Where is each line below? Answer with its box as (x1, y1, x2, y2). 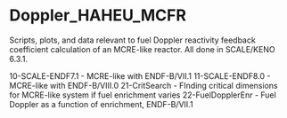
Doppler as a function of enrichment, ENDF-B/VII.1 (9, 98, 193, 109)
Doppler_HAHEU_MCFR (9, 5, 187, 26)
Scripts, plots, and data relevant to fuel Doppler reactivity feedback (9, 35, 256, 45)
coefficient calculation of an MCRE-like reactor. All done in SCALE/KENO (9, 43, 275, 54)
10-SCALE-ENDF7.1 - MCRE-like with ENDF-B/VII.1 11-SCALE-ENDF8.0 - (9, 70, 271, 81)
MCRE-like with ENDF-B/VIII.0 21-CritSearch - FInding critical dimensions (9, 80, 278, 90)
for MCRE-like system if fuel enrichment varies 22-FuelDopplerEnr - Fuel (9, 90, 276, 100)
